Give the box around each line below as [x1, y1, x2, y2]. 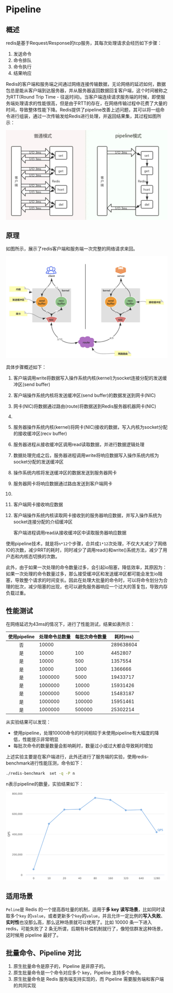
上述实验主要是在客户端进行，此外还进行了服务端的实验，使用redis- [6, 754, 149, 760]
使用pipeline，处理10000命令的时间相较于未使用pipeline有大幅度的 [13, 730, 155, 736]
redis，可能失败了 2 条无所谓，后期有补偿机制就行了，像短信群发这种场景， [6, 926, 166, 932]
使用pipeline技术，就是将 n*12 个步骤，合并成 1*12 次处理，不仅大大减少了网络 [6, 541, 167, 547]
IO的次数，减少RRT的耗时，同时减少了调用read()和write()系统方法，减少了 [6, 547, 163, 553]
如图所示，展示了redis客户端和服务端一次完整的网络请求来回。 [6, 245, 138, 252]
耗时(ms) [114, 633, 134, 640]
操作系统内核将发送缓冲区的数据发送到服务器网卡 [13, 470, 117, 476]
